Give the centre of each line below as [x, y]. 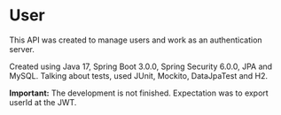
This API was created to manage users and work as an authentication [136, 40]
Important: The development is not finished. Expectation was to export [139, 93]
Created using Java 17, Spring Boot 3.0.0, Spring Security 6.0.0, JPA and [141, 66]
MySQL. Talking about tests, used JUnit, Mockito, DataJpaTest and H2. [139, 75]
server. [22, 49]
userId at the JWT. [43, 102]
